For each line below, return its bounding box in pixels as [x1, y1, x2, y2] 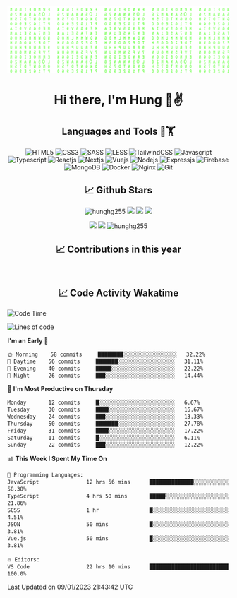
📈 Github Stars [84, 184, 153, 196]
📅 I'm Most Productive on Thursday [7, 385, 114, 393]
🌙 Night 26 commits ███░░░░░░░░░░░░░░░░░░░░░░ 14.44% [7, 372, 203, 380]
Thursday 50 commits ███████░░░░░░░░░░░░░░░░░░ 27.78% [7, 420, 203, 428]
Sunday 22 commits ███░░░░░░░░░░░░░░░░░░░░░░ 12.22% [7, 441, 203, 449]
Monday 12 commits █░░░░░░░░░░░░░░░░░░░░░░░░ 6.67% [7, 399, 200, 407]
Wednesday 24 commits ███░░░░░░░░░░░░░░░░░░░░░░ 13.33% [7, 413, 203, 421]
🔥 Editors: [7, 556, 40, 563]
